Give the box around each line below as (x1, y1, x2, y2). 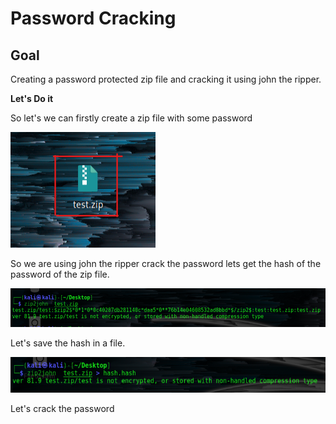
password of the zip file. (10, 268, 110, 280)
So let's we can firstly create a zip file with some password (10, 112, 253, 124)
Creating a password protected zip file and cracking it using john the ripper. (10, 73, 322, 85)
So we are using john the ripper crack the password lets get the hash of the (10, 258, 322, 269)
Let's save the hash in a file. (10, 337, 126, 349)
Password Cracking (10, 7, 177, 30)
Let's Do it (10, 93, 54, 104)
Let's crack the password (10, 403, 115, 415)
